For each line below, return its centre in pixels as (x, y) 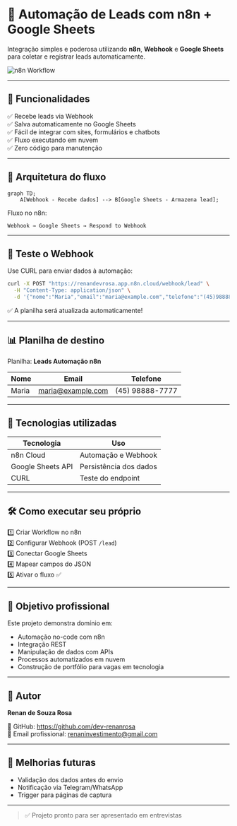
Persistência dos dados (119, 466)
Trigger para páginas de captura (65, 795)
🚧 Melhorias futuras (52, 763)
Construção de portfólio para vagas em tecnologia (91, 667)
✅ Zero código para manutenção (55, 148)
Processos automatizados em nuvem (71, 659)
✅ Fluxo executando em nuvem (53, 140)
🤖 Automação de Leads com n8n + (110, 14)
